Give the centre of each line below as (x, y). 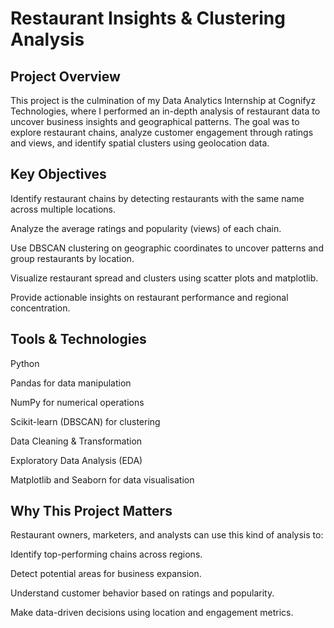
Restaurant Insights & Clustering (148, 18)
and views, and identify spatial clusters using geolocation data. (140, 143)
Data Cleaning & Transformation (76, 441)
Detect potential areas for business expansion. (106, 574)
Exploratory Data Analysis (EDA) (76, 460)
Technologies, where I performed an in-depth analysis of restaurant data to (165, 111)
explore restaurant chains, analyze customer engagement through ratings (162, 132)
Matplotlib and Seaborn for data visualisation (102, 479)
